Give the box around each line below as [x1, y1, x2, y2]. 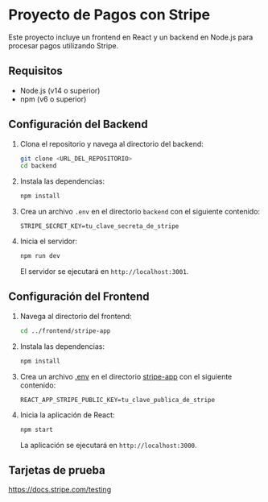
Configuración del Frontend [8, 290, 150, 304]
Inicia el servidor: [19, 236, 78, 247]
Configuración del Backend [8, 118, 148, 131]
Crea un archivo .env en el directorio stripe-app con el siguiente [19, 371, 233, 381]
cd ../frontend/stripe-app [19, 326, 111, 335]
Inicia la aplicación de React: [19, 409, 115, 420]
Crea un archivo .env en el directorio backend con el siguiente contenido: [19, 207, 260, 217]
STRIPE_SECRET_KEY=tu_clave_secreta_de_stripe [19, 222, 179, 230]
